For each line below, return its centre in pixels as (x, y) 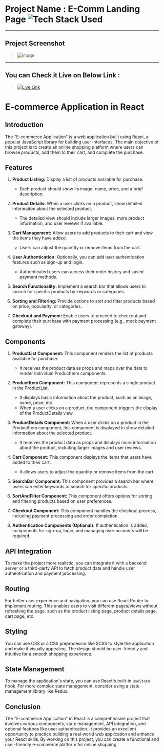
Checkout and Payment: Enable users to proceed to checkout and (79, 316)
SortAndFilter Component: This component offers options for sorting (82, 496)
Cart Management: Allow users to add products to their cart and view (82, 233)
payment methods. (38, 277)
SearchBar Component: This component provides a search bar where (83, 481)
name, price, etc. (36, 403)
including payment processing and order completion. (65, 516)
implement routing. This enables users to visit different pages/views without (81, 606)
